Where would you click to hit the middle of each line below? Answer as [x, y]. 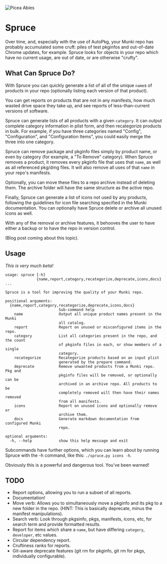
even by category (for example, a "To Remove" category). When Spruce [79, 157]
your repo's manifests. [28, 173]
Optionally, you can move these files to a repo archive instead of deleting [80, 182]
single [12, 349]
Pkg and [13, 371]
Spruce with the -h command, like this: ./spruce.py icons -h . [69, 455]
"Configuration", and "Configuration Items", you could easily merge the [78, 136]
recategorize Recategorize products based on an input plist [87, 358]
